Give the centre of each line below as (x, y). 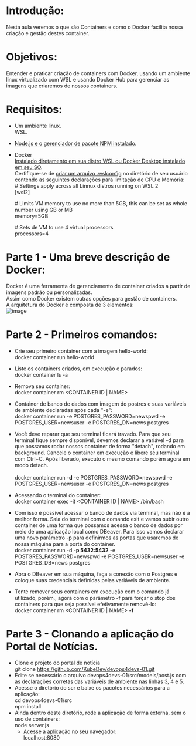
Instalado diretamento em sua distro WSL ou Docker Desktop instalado (100, 161)
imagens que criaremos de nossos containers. (62, 86)
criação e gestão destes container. (48, 33)
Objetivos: (32, 57)
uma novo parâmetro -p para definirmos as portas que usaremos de (97, 538)
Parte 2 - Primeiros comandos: (82, 334)
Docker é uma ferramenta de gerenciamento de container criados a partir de (98, 286)
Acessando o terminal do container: (58, 495)
